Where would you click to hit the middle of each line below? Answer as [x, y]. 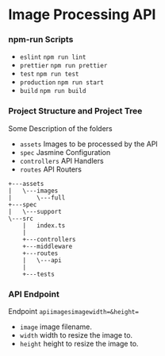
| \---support [35, 211]
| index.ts [44, 225]
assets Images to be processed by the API [89, 144]
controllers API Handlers [62, 161]
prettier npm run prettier [63, 66]
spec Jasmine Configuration [65, 152]
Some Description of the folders [60, 128]
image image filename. [56, 327]
